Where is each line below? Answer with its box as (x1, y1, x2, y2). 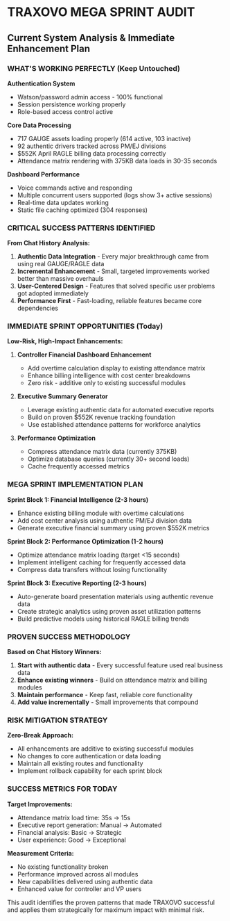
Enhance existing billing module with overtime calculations (17, 509, 185, 517)
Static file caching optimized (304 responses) (17, 206, 148, 214)
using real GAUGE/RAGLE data (17, 260, 105, 268)
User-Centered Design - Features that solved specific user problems (17, 282, 215, 291)
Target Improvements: (7, 800, 73, 808)
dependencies (17, 304, 59, 313)
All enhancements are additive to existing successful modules (17, 744, 194, 753)
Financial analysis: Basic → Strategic (17, 828, 123, 836)
